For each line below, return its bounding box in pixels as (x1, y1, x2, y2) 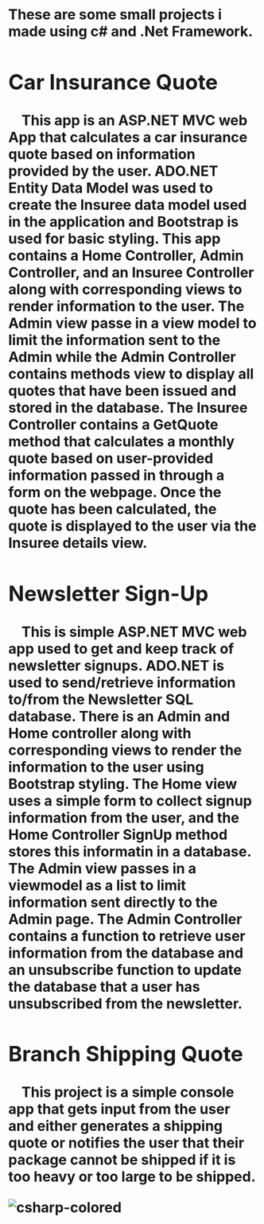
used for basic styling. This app (8, 229, 221, 247)
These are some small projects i (8, 6, 223, 24)
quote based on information (8, 145, 196, 163)
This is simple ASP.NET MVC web (21, 623, 247, 641)
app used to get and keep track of (8, 639, 235, 658)
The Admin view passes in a (8, 859, 197, 877)
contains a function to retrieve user (8, 927, 247, 945)
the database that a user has (8, 977, 200, 996)
